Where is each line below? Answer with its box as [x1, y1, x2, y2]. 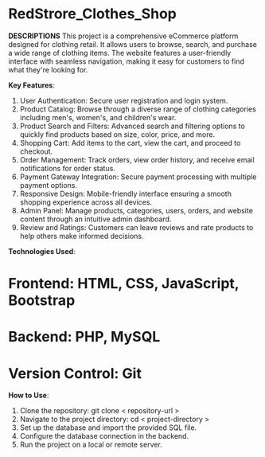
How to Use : [8, 391, 49, 400]
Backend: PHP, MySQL [8, 328, 161, 346]
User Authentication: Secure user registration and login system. [19, 96, 228, 105]
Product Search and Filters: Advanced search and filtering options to [19, 121, 245, 131]
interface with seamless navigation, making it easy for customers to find [8, 57, 244, 66]
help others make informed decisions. [19, 231, 144, 240]
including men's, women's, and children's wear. [19, 112, 177, 122]
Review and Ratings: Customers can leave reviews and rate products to [19, 222, 254, 232]
